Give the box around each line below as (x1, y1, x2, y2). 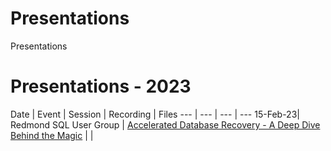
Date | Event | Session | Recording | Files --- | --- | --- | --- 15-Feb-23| (10, 108, 300, 120)
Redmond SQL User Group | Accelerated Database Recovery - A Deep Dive (10, 118, 321, 131)
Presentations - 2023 (10, 75, 192, 98)
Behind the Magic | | (10, 129, 94, 141)
